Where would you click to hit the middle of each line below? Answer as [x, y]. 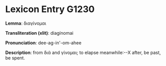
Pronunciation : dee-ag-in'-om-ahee [43, 43]
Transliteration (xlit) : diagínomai [39, 33]
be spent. [15, 58]
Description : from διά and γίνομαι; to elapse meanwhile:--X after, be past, [83, 52]
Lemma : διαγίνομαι [26, 23]
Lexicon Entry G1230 [50, 9]
